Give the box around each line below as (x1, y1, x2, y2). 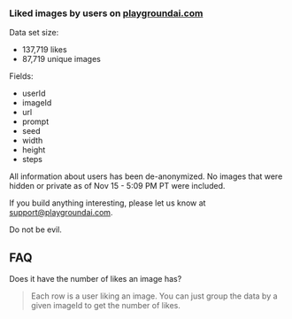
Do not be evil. (9, 224, 62, 235)
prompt (21, 116, 50, 127)
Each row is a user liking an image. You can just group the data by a (30, 291, 278, 301)
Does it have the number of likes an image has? (9, 274, 182, 284)
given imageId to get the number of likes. (30, 300, 181, 311)
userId (21, 88, 46, 99)
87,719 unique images (21, 54, 102, 65)
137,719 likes (21, 44, 68, 55)
